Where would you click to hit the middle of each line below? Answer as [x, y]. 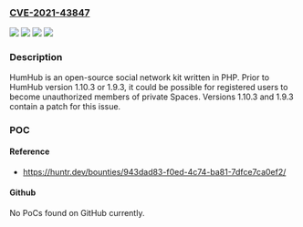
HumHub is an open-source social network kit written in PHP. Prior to [140, 77]
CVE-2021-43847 [50, 13]
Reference [30, 151]
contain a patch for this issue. [65, 106]
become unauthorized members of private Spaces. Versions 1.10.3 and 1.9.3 [151, 97]
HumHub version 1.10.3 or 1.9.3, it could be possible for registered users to [149, 87]
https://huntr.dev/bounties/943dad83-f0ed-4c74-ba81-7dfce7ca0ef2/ [154, 171]
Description [36, 57]
